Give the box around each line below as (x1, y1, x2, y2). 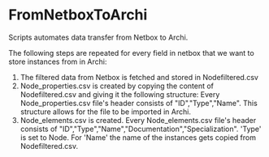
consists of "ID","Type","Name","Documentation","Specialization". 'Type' (20, 124, 262, 134)
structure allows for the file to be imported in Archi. (20, 107, 191, 117)
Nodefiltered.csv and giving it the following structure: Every (20, 89, 220, 99)
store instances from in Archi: (8, 57, 107, 66)
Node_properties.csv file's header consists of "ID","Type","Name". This (20, 98, 258, 108)
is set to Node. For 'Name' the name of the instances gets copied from (20, 132, 256, 142)
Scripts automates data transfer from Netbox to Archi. (8, 32, 189, 42)
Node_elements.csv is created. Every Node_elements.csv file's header (20, 115, 257, 125)
